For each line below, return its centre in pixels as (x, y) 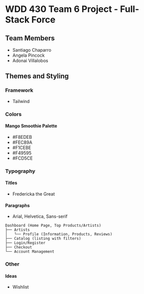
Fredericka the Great (34, 194)
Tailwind (21, 101)
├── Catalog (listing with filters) (43, 239)
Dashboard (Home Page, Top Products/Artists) (53, 226)
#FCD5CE (23, 158)
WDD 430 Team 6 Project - (62, 9)
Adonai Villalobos (30, 60)
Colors (13, 114)
